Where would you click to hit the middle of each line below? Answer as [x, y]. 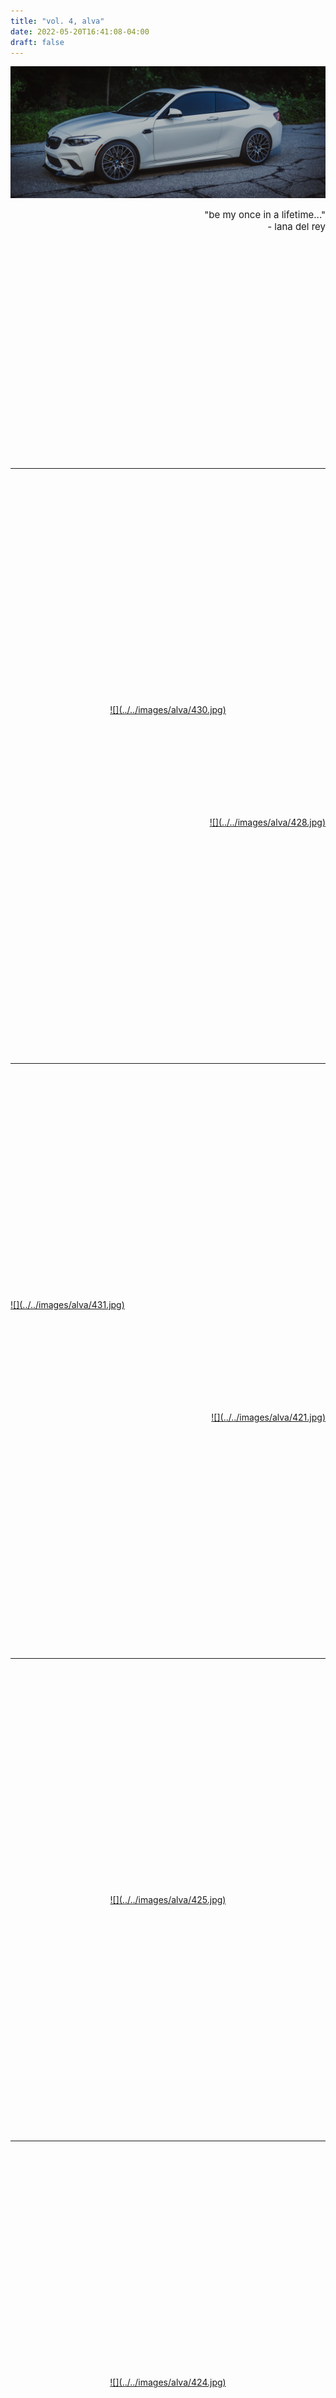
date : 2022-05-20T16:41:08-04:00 [80, 31]
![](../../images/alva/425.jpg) [168, 1900]
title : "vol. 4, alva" [57, 21]
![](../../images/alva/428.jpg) [267, 822]
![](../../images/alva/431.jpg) [67, 1305]
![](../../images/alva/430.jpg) [168, 710]
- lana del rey [296, 227]
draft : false [37, 42]
